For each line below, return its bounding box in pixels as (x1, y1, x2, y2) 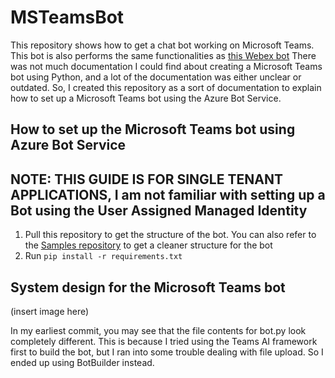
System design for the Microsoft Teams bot (10, 279, 286, 296)
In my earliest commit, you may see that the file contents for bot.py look (10, 324, 307, 336)
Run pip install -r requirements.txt (24, 250, 183, 262)
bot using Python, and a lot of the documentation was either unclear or (10, 71, 302, 83)
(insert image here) (10, 305, 90, 317)
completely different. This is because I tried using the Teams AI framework (10, 335, 318, 347)
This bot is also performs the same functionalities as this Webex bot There (10, 49, 317, 61)
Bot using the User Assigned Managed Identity (10, 202, 308, 219)
